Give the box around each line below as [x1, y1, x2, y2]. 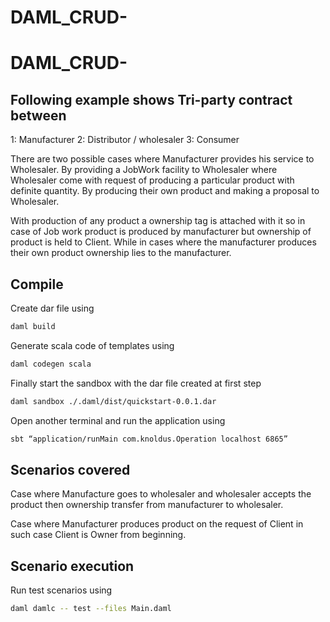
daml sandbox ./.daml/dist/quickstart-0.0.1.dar [10, 396, 217, 406]
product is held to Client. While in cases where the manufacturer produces [10, 236, 317, 248]
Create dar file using [10, 302, 95, 314]
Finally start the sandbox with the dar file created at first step [10, 377, 262, 389]
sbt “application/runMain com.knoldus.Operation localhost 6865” [10, 434, 288, 444]
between [10, 107, 67, 124]
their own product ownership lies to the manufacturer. [10, 247, 232, 259]
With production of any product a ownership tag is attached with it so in [10, 215, 306, 227]
